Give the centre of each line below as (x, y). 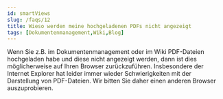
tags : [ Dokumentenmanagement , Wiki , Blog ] (66, 32)
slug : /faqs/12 (29, 20)
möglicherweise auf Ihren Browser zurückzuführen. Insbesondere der (105, 66)
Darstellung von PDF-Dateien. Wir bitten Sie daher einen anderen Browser (111, 81)
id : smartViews (29, 13)
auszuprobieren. (30, 88)
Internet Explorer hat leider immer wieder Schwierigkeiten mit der (99, 74)
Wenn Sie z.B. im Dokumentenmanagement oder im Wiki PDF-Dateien (106, 52)
